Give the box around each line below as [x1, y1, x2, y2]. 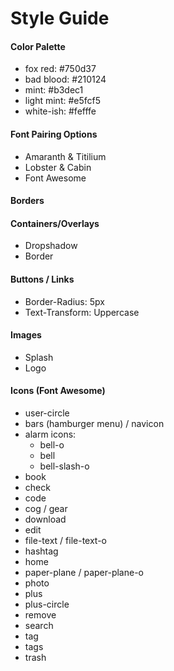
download [24, 513, 67, 525]
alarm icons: [24, 428, 77, 440]
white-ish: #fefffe [24, 105, 97, 117]
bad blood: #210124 [24, 73, 107, 86]
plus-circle [24, 598, 70, 610]
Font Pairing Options [10, 128, 98, 140]
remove [24, 609, 57, 621]
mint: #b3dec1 [24, 84, 84, 96]
